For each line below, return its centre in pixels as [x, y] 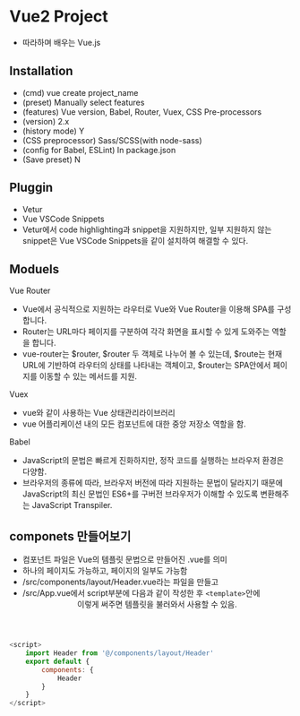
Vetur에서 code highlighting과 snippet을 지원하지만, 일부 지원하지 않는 [147, 229]
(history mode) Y [53, 131]
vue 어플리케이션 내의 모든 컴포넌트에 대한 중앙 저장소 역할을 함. [134, 424]
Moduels [34, 269]
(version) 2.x [46, 121]
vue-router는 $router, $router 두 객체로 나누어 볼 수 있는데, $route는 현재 [152, 354]
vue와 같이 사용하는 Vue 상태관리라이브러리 [99, 413]
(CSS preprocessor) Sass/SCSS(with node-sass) [112, 140]
